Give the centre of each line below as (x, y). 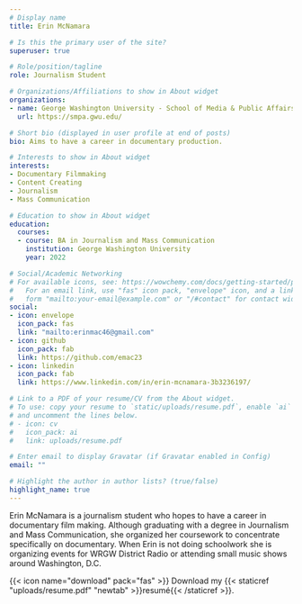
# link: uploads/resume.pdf (66, 441)
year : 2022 (46, 257)
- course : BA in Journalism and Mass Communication (116, 241)
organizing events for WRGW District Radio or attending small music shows (148, 554)
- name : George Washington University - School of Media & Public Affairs (152, 108)
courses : (34, 232)
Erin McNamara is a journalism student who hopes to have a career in (138, 515)
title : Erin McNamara (50, 26)
